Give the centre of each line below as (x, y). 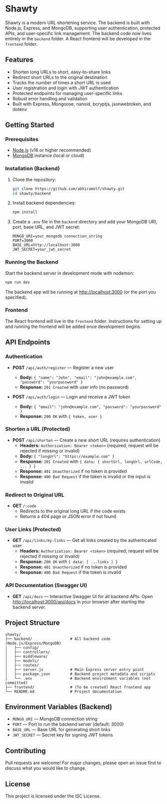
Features (19, 60)
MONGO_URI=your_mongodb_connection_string (57, 237)
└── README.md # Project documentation (63, 692)
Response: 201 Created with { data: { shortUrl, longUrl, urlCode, (91, 461)
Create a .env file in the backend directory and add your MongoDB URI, (85, 222)
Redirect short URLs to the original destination (60, 77)
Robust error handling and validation (50, 98)
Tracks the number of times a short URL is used (61, 82)
